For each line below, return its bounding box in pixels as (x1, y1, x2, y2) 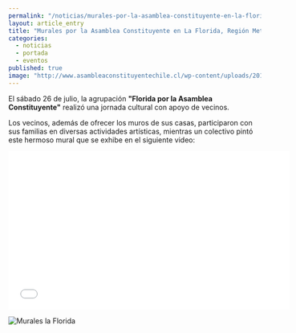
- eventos (15, 57, 48, 65)
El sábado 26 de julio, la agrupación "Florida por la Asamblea (8, 93, 213, 103)
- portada (15, 49, 48, 57)
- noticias (15, 42, 52, 50)
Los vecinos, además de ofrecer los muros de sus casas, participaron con (8, 117, 253, 127)
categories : (8, 34, 48, 43)
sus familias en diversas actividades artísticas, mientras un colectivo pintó (8, 126, 253, 136)
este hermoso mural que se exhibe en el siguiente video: (8, 134, 195, 145)
